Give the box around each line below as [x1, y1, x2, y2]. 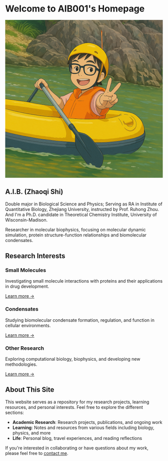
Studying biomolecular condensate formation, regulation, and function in [5, 317, 155, 323]
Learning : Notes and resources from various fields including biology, [12, 424, 154, 430]
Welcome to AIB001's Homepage [5, 3, 145, 15]
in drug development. [5, 284, 49, 290]
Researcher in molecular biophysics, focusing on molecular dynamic [5, 226, 146, 233]
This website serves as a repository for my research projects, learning [5, 399, 149, 405]
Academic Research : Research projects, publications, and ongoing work [12, 419, 162, 425]
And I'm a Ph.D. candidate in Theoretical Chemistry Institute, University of [5, 211, 157, 217]
